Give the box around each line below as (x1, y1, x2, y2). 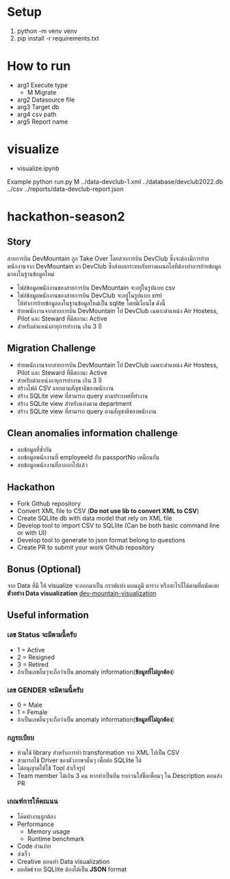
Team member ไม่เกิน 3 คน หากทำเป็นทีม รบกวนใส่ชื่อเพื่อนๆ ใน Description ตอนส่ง (16, 772, 222, 780)
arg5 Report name (16, 117, 68, 126)
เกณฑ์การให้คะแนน (7, 797, 58, 806)
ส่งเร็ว (16, 849, 31, 858)
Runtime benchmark (27, 834, 85, 843)
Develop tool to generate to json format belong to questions (16, 536, 186, 545)
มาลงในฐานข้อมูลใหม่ (7, 269, 55, 278)
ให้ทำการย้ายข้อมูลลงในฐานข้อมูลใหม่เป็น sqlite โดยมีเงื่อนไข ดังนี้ (16, 299, 166, 307)
